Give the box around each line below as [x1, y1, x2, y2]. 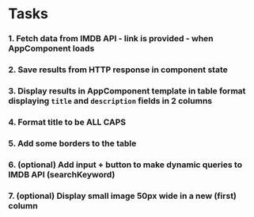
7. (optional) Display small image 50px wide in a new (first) [8, 190, 237, 201]
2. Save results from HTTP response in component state [8, 64, 228, 75]
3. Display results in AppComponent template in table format [8, 85, 246, 96]
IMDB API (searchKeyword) [8, 169, 116, 180]
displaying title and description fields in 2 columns [8, 95, 213, 106]
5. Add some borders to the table [8, 138, 137, 149]
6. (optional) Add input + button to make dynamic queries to [8, 159, 243, 170]
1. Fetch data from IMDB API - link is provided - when [8, 33, 214, 44]
